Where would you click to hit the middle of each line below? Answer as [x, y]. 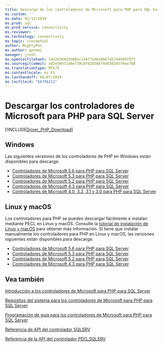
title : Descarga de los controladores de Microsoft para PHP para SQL [78, 9]
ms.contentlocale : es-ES [30, 73]
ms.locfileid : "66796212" [31, 82]
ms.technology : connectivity [34, 37]
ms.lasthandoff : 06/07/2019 [33, 77]
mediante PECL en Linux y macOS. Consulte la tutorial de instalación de [77, 224]
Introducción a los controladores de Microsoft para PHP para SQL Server [78, 291]
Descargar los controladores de [70, 106]
